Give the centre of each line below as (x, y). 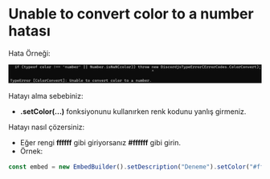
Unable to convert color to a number (131, 14)
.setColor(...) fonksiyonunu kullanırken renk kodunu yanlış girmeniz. (133, 111)
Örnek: (31, 151)
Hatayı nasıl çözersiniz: (47, 127)
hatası (29, 31)
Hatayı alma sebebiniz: (46, 96)
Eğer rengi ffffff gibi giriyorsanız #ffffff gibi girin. (100, 142)
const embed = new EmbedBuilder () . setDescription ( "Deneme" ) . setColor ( (129, 167)
